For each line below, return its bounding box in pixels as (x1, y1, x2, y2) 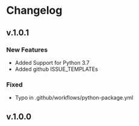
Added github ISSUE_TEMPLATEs (14, 65, 98, 73)
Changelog (6, 4, 63, 17)
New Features (6, 46, 48, 54)
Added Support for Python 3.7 (14, 59, 90, 66)
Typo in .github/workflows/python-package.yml (14, 94, 134, 101)
